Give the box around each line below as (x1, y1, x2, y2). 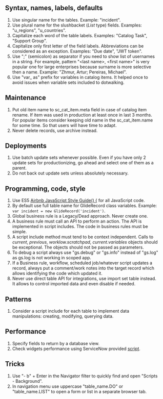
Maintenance (5, 94, 46, 102)
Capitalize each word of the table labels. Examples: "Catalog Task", (12, 32, 147, 38)
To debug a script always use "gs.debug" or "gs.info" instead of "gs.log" (12, 249, 159, 255)
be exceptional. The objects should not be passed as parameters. (12, 245, 144, 250)
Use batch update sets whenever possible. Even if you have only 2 (12, 154, 146, 161)
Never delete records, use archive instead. (12, 127, 98, 133)
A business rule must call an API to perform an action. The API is (12, 218, 142, 224)
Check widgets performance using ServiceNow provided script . (12, 346, 141, 351)
